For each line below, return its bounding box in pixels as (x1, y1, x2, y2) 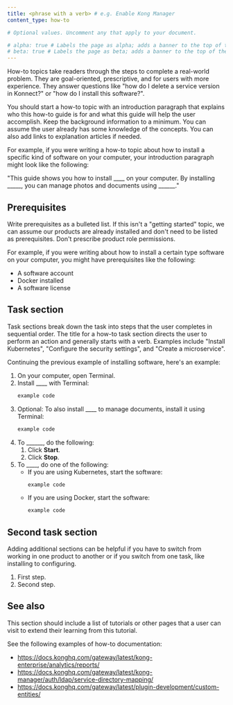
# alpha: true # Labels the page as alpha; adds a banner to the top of (7, 42, 222, 49)
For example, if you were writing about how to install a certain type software (7, 248, 225, 256)
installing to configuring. (7, 560, 77, 568)
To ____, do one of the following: (17, 460, 109, 469)
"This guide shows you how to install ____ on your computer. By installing (7, 174, 215, 183)
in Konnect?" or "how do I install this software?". (7, 90, 145, 98)
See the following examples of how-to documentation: (7, 640, 162, 648)
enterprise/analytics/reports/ (17, 661, 100, 669)
